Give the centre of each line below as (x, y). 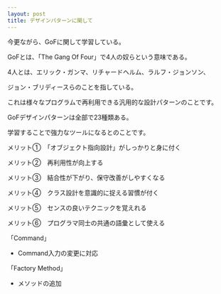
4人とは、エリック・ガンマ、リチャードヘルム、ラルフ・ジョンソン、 (108, 72)
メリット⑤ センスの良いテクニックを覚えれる (77, 207)
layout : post (27, 14)
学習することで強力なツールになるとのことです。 (79, 132)
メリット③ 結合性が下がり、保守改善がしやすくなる (86, 178)
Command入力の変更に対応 (58, 253)
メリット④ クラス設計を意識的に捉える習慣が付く (83, 192)
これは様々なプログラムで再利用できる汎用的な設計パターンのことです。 (113, 102)
